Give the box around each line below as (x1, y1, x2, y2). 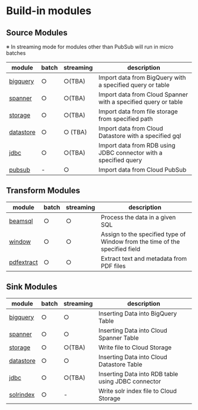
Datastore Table (98, 360, 143, 368)
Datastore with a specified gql (98, 132, 181, 140)
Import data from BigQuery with (98, 74, 186, 81)
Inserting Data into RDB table (98, 370, 179, 378)
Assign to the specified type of (101, 230, 186, 238)
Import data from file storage (98, 107, 178, 116)
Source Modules (6, 28, 68, 38)
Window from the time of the (101, 237, 180, 245)
